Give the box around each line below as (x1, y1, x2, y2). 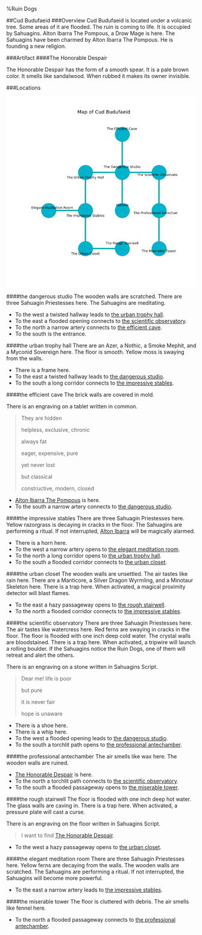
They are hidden (21, 414, 62, 422)
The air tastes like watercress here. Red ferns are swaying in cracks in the (6, 626, 190, 633)
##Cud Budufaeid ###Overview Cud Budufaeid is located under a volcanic (6, 17, 192, 24)
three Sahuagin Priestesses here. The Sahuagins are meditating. (6, 299, 166, 306)
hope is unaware (21, 710, 63, 717)
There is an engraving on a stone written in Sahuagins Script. (6, 663, 158, 670)
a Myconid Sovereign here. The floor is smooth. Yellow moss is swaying (6, 348, 185, 356)
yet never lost (21, 461, 55, 468)
